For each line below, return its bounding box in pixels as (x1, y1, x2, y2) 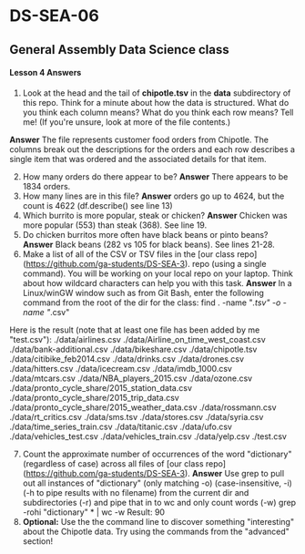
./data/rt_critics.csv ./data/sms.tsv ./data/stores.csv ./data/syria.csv (9, 411, 264, 422)
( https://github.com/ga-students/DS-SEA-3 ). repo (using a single (22, 258, 267, 269)
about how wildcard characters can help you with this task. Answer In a (22, 277, 293, 288)
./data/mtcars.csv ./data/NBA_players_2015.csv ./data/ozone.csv (9, 373, 253, 384)
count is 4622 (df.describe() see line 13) (22, 200, 173, 210)
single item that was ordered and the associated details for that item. (9, 153, 267, 164)
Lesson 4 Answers (9, 67, 82, 78)
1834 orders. (22, 180, 71, 191)
